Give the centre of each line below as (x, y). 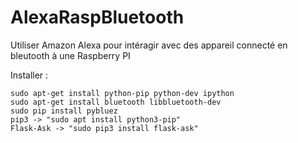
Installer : (29, 75)
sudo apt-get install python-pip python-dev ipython (122, 93)
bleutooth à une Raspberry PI (70, 55)
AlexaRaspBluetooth (97, 17)
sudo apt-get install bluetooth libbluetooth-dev (116, 102)
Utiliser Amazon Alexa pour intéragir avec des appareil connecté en (149, 45)
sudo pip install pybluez (64, 111)
